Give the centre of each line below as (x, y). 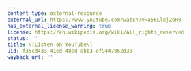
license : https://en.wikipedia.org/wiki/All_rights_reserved (96, 32)
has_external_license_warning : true (59, 26)
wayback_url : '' (30, 57)
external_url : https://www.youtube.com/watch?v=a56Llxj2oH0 (94, 20)
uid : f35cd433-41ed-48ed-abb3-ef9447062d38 (70, 51)
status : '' (23, 39)
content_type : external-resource (55, 13)
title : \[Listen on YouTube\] (50, 45)
